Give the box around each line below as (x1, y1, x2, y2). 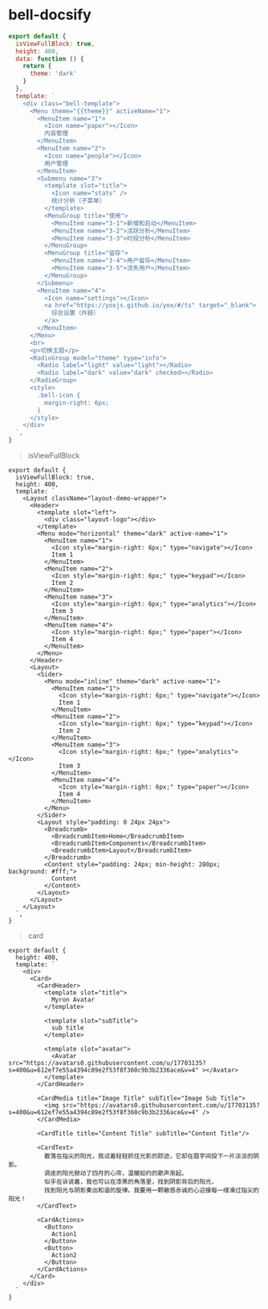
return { (22, 62, 52, 70)
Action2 (51, 1251, 78, 1260)
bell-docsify (8, 6, 92, 24)
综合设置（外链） (51, 309, 100, 317)
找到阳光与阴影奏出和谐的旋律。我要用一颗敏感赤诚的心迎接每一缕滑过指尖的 (43, 1187, 259, 1195)
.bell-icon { (37, 391, 81, 399)
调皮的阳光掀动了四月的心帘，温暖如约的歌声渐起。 (43, 1169, 188, 1178)
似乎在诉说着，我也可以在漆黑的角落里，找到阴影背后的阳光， (43, 1178, 218, 1186)
